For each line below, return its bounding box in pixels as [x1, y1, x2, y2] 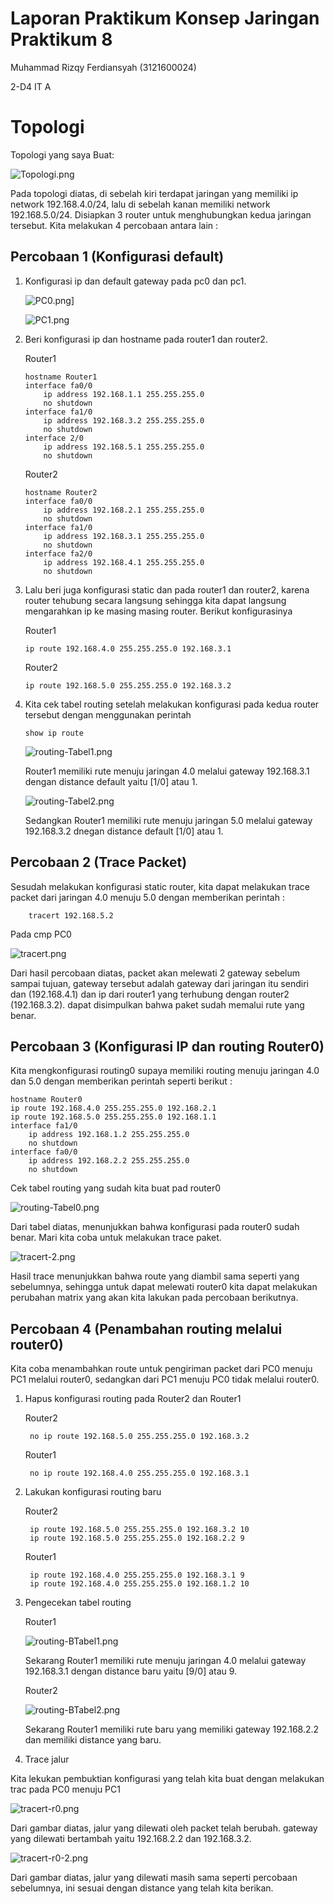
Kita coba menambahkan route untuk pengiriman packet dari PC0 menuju [10, 1363, 313, 1375]
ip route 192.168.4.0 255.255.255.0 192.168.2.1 [10, 1103, 217, 1114]
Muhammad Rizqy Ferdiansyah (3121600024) [10, 61, 197, 73]
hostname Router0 [10, 1095, 83, 1105]
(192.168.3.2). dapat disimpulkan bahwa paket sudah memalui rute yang [10, 998, 305, 1011]
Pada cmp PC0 [10, 928, 72, 940]
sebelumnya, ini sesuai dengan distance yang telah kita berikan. [10, 1882, 274, 1894]
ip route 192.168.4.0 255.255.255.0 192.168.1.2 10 [29, 1579, 250, 1589]
